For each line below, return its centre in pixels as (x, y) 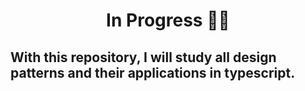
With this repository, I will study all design (143, 57)
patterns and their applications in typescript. (153, 72)
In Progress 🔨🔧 (168, 20)
